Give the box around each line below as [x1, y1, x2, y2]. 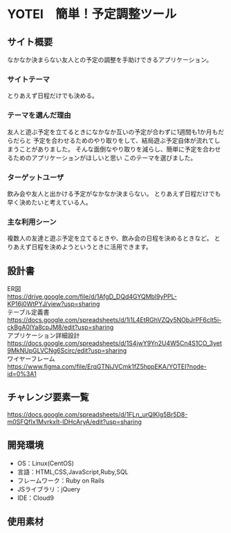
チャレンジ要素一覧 [7, 391, 89, 403]
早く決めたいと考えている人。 [7, 198, 92, 206]
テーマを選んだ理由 [7, 111, 71, 120]
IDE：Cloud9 [17, 494, 54, 502]
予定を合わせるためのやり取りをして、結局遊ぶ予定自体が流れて [33, 136, 214, 144]
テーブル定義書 [7, 308, 50, 316]
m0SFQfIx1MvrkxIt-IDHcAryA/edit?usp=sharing [7, 418, 142, 426]
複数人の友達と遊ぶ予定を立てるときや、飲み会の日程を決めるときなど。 [7, 234, 213, 243]
